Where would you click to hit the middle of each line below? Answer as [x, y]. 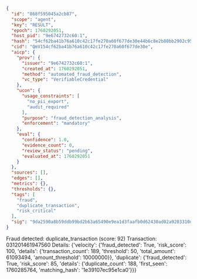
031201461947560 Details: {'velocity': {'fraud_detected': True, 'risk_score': [96, 245]
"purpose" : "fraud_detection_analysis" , [72, 118]
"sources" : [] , [30, 173]
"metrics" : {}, [30, 184]
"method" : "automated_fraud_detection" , [72, 74]
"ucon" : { [29, 91]
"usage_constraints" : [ [51, 96]
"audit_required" [48, 107]
